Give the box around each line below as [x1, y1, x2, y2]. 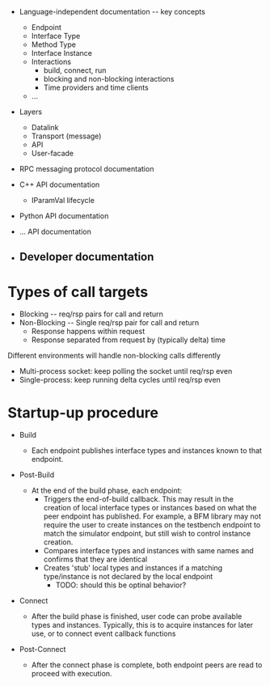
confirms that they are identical [43, 554, 148, 565]
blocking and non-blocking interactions [43, 74, 175, 83]
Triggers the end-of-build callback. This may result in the [43, 494, 234, 504]
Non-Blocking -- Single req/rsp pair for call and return [19, 318, 200, 328]
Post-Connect [19, 645, 66, 654]
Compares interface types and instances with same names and [43, 546, 254, 556]
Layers [19, 107, 42, 116]
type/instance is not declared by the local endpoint [43, 572, 213, 582]
